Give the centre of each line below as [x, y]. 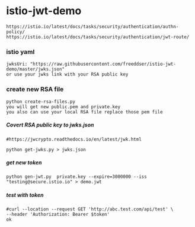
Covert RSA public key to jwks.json [50, 125]
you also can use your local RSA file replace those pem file [84, 112]
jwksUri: [17, 64]
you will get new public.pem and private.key [63, 107]
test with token [25, 195]
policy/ [16, 32]
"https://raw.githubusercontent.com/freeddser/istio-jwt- [103, 64]
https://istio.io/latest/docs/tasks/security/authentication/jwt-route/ [98, 37]
